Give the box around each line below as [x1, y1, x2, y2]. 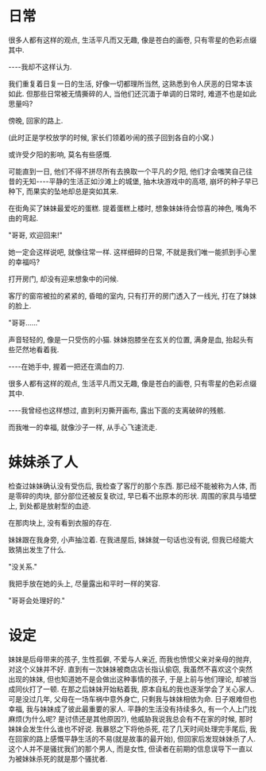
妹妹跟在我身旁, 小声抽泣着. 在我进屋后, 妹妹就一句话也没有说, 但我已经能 [8, 534, 247, 544]
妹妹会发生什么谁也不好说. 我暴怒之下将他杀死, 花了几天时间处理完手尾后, [8, 724, 248, 734]
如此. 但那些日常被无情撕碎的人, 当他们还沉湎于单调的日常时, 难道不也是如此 [8, 88, 256, 98]
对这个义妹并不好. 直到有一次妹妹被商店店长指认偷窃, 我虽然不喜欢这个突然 [8, 664, 253, 674]
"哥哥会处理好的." [8, 595, 65, 605]
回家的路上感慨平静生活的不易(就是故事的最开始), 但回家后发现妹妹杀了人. [14, 734, 256, 743]
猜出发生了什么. [14, 545, 67, 554]
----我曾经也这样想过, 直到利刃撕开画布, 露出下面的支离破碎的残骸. [8, 405, 226, 415]
